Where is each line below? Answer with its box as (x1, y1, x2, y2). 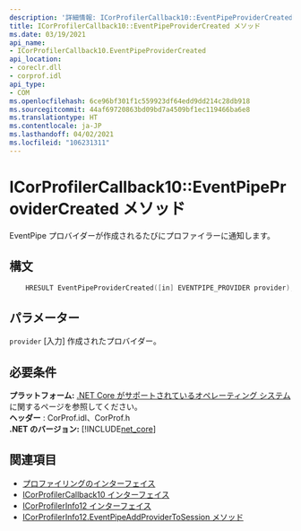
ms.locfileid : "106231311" (9, 138, 110, 147)
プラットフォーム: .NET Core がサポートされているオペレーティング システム (9, 390, 291, 400)
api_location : (9, 55, 63, 64)
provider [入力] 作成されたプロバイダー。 (9, 335, 161, 346)
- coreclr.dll (9, 64, 63, 73)
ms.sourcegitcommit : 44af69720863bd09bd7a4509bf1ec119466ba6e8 (9, 105, 251, 114)
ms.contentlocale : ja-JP (9, 122, 102, 131)
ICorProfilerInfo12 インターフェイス (21, 500, 152, 511)
